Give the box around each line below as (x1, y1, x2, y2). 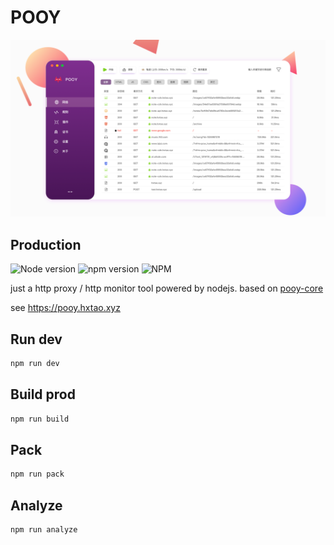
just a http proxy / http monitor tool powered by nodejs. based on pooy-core (10, 282, 324, 295)
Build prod (10, 386, 76, 403)
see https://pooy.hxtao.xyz (10, 302, 121, 314)
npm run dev (10, 359, 60, 369)
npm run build (10, 414, 70, 424)
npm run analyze (10, 525, 78, 535)
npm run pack (10, 469, 65, 480)
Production (10, 236, 82, 253)
